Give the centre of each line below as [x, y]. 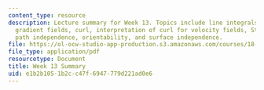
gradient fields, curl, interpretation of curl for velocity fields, [131, 30]
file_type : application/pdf [54, 52]
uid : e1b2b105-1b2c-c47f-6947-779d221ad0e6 [81, 74]
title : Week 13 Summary [47, 67]
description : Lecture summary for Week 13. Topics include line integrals [133, 23]
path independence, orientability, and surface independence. [119, 37]
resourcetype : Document [47, 59]
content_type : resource [47, 15]
